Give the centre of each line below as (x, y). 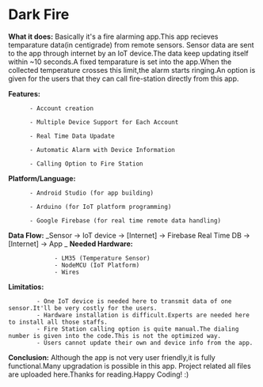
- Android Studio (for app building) (91, 193)
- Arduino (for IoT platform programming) (100, 207)
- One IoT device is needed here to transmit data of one (134, 301)
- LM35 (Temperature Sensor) (102, 258)
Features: (25, 93)
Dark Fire (39, 15)
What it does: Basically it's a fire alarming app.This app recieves (113, 36)
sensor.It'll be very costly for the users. (83, 308)
